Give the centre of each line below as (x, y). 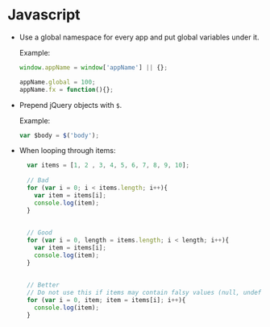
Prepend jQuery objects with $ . (71, 105)
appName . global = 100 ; (57, 82)
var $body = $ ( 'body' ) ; (59, 135)
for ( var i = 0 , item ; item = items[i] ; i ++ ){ (106, 300)
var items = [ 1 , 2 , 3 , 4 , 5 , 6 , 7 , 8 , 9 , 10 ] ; (108, 166)
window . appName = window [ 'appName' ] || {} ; (93, 67)
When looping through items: (67, 151)
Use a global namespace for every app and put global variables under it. (139, 37)
